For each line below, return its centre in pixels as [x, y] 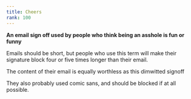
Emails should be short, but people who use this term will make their [92, 53]
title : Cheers [24, 12]
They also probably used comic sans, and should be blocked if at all [91, 83]
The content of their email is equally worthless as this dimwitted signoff [95, 71]
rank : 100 [19, 18]
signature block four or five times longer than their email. [77, 60]
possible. [18, 89]
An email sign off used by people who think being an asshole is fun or [95, 35]
